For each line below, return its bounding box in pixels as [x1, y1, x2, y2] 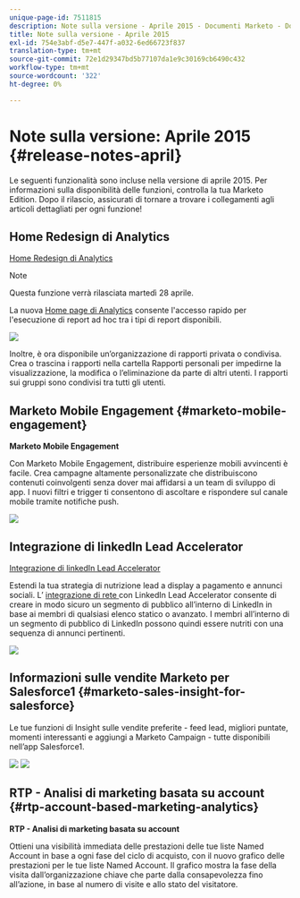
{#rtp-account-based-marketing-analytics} [9, 800, 259, 815]
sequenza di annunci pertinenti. [9, 628, 126, 638]
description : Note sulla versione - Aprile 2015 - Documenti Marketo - [9, 21, 281, 30]
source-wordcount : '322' [9, 72, 102, 81]
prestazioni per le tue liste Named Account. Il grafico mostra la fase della [9, 860, 277, 870]
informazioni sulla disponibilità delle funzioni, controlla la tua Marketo [9, 184, 263, 195]
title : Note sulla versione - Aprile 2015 [9, 30, 170, 38]
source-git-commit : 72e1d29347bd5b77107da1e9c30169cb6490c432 [9, 55, 246, 64]
